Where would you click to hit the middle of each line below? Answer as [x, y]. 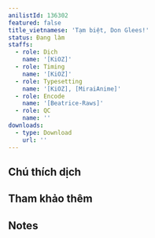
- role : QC [33, 111]
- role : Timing [40, 67]
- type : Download [44, 132]
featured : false [35, 23]
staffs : [21, 45]
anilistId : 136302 [38, 15]
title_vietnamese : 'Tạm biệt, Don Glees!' [79, 30]
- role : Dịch [37, 52]
